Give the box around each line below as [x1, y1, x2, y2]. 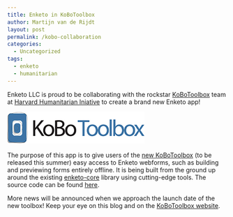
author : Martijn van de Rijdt [7, 18, 96, 26]
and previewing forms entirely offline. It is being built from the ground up [7, 165, 216, 174]
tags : [7, 56, 23, 63]
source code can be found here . [7, 180, 100, 188]
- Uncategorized [13, 48, 61, 55]
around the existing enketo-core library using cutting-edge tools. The [7, 173, 206, 181]
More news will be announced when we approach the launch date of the [7, 194, 215, 202]
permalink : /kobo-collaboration [7, 33, 101, 40]
